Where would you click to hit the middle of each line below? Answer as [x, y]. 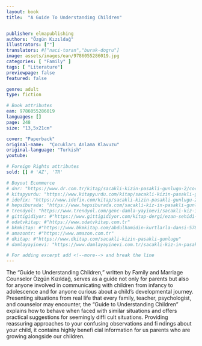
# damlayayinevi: [28, 244]
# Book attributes [29, 106]
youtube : [17, 156]
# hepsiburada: [25, 205]
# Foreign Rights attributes [43, 167]
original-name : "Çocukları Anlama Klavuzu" [63, 144]
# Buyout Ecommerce [31, 183]
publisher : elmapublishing [40, 34]
